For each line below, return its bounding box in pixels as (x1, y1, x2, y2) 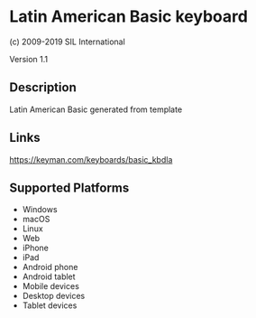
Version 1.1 (9, 53, 48, 64)
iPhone (22, 242, 50, 254)
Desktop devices (22, 291, 86, 302)
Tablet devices (22, 300, 78, 311)
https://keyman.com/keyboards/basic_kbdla (9, 154, 173, 164)
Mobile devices (22, 281, 79, 292)
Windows (22, 204, 58, 215)
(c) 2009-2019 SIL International (9, 36, 126, 47)
